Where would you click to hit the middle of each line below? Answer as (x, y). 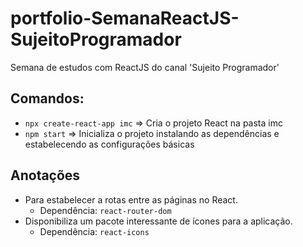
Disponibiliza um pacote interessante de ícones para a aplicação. (158, 221)
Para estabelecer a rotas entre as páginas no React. (131, 199)
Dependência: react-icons (94, 231)
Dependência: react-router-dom (105, 210)
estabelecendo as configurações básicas (109, 144)
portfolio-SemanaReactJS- (125, 18)
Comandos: (47, 98)
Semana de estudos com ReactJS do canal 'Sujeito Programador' (145, 67)
